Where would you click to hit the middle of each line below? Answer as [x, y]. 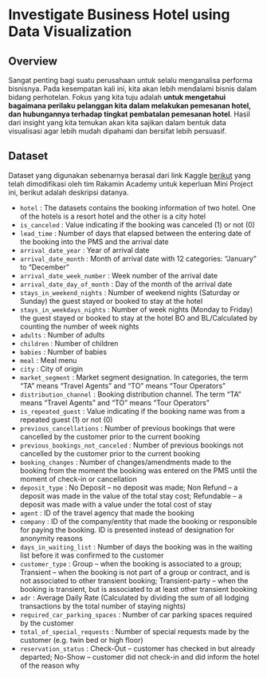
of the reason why [49, 665]
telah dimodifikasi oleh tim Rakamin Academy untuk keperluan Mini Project [131, 183]
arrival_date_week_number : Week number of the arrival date [118, 275]
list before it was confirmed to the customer [92, 555]
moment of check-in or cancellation [79, 479]
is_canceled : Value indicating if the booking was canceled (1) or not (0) [137, 224]
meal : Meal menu [48, 360]
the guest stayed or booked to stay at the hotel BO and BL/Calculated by [138, 317]
